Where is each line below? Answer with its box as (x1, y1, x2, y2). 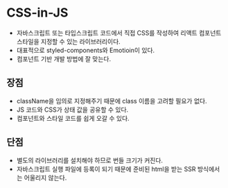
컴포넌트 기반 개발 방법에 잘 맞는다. (16, 54, 112, 63)
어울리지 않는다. (24, 173, 67, 182)
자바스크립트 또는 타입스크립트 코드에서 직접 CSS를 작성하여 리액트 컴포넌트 (16, 28, 222, 37)
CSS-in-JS (6, 5, 69, 21)
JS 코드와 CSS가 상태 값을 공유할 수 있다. (16, 105, 129, 114)
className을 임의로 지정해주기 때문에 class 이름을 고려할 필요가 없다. (16, 96, 207, 105)
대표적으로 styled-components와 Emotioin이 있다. (16, 46, 155, 54)
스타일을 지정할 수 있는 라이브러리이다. (16, 37, 121, 46)
